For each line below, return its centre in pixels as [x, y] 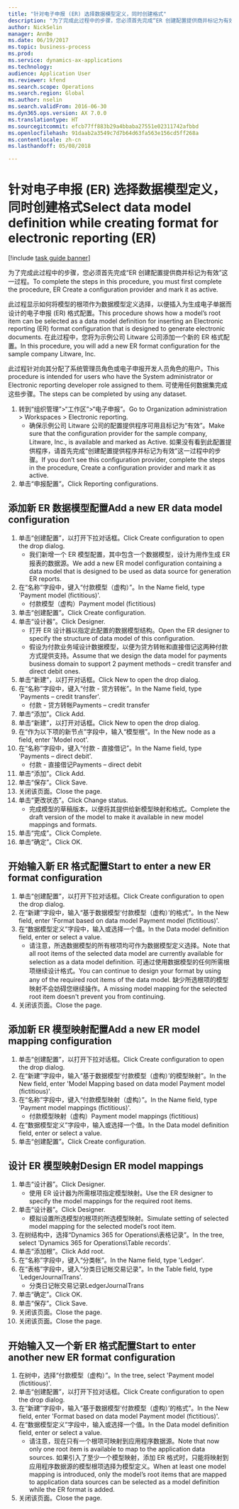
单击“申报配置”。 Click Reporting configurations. [88, 484]
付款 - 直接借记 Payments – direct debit [85, 764]
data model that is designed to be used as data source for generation [130, 571]
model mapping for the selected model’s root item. [102, 1227]
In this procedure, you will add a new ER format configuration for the [121, 346]
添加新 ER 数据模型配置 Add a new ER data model [115, 508]
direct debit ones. [55, 671]
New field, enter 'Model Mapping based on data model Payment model [122, 1083]
